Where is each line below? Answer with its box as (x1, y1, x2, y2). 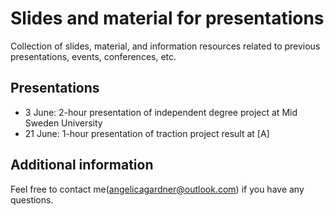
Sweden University (24, 117, 103, 129)
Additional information (10, 157, 154, 174)
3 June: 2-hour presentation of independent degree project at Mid (24, 106, 298, 118)
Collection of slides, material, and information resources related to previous (10, 40, 321, 52)
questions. (10, 193, 54, 206)
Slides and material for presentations (10, 7, 325, 30)
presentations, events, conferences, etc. (10, 50, 177, 62)
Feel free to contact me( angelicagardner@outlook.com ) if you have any (10, 183, 305, 195)
